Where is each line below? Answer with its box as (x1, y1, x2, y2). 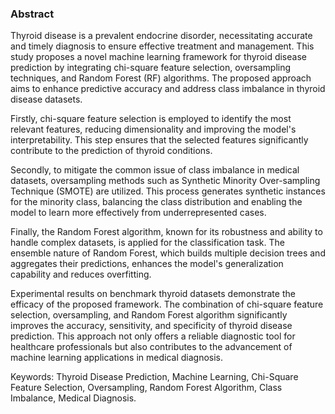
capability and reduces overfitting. (10, 268, 152, 281)
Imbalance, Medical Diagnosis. (10, 392, 137, 404)
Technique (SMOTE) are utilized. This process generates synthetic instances (10, 185, 326, 197)
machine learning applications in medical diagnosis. (10, 352, 223, 364)
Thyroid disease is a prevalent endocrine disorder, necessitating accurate (10, 30, 313, 42)
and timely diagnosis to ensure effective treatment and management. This (10, 40, 315, 52)
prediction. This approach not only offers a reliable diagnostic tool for (10, 330, 296, 342)
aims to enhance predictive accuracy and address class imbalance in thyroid (10, 83, 326, 95)
